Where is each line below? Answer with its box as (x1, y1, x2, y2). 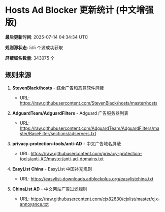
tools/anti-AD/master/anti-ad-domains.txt (19, 156, 104, 162)
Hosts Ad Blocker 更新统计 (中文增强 (5, 4, 154, 16)
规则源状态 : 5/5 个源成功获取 (5, 44, 63, 50)
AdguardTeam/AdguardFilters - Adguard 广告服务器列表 (12, 110, 129, 116)
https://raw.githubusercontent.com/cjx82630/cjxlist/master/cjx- (30, 196, 160, 202)
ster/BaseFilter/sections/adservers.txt (19, 130, 97, 136)
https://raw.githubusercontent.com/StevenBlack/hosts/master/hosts (19, 100, 158, 106)
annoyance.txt (19, 201, 49, 207)
